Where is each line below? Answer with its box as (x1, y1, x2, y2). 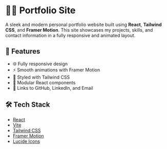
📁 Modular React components (12, 79, 76, 86)
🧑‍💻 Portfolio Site (5, 5, 76, 16)
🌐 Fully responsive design (12, 61, 68, 67)
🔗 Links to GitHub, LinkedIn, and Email (12, 85, 93, 91)
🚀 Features (5, 47, 40, 56)
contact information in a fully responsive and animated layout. (5, 32, 136, 38)
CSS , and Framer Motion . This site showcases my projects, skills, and (5, 27, 153, 33)
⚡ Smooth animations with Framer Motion (12, 66, 100, 73)
